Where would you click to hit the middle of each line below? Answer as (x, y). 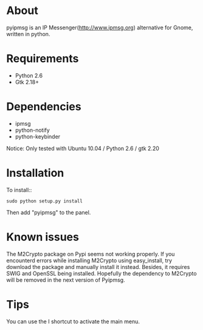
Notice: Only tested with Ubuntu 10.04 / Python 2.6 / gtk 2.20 (83, 148)
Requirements (43, 59)
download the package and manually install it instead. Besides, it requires (98, 267)
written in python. (28, 34)
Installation (35, 173)
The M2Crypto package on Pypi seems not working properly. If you (91, 254)
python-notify (32, 130)
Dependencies (44, 107)
